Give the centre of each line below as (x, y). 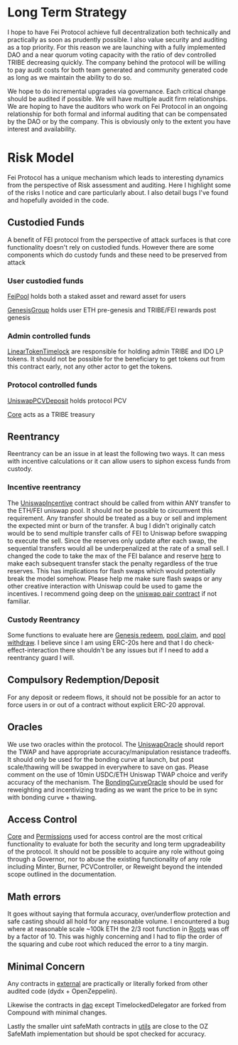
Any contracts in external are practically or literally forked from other (108, 984)
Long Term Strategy (67, 12)
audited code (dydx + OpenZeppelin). (62, 991)
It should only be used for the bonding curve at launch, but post (101, 759)
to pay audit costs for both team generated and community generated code (118, 70)
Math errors (34, 897)
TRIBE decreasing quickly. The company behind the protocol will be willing (117, 62)
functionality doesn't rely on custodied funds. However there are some (111, 247)
